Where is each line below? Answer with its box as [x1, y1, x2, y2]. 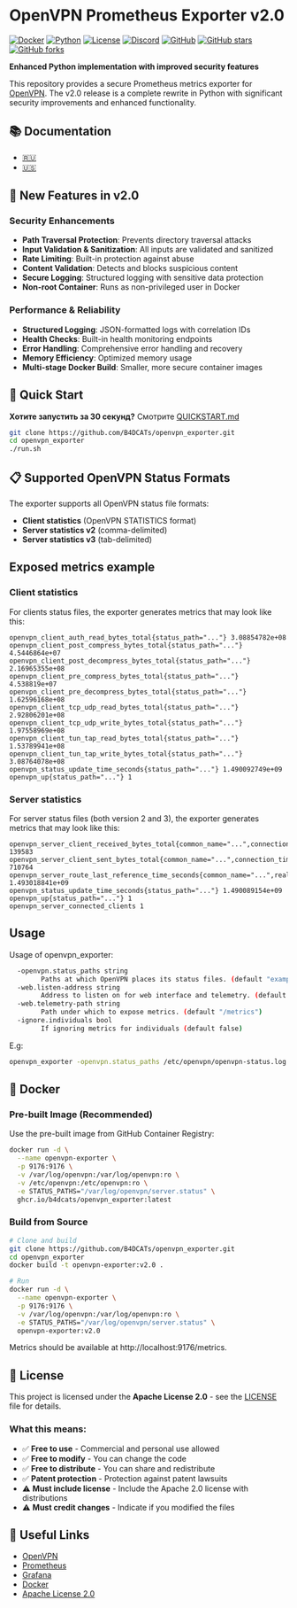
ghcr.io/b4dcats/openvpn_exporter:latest [17, 1195, 172, 1204]
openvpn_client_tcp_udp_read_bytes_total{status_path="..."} [9, 703, 240, 711]
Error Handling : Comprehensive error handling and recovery [21, 343, 243, 353]
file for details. [9, 1401, 62, 1411]
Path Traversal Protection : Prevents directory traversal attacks [21, 235, 252, 245]
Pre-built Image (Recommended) [9, 1108, 153, 1121]
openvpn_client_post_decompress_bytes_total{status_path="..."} [9, 656, 251, 665]
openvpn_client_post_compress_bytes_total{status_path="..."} [9, 641, 243, 649]
